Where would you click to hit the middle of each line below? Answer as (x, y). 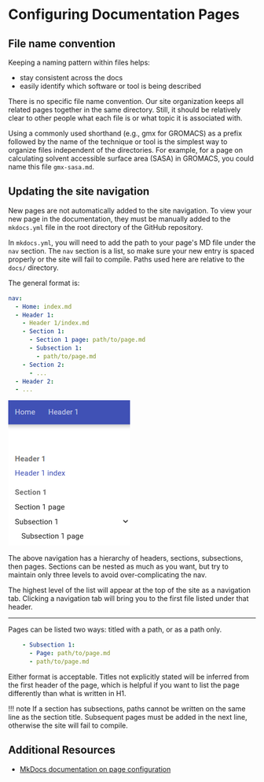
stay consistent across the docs (71, 78)
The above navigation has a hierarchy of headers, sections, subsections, (126, 558)
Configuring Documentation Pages (124, 15)
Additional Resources (62, 750)
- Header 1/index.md (56, 323)
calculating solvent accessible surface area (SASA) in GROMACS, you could (131, 158)
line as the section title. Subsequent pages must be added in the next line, (128, 717)
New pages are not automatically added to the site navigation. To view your (130, 210)
